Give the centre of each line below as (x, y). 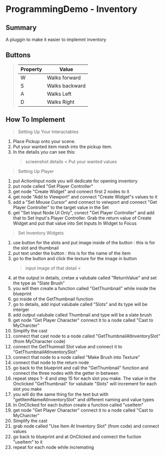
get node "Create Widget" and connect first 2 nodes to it (71, 191)
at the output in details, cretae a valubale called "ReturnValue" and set (85, 278)
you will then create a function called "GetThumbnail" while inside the (84, 288)
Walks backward (67, 86)
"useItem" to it (28, 442)
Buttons (18, 55)
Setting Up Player (36, 171)
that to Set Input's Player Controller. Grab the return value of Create (82, 218)
